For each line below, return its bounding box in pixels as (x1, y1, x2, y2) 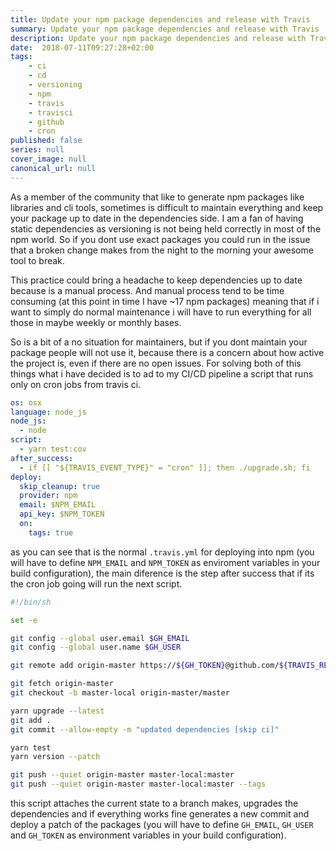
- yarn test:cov (19, 444, 87, 454)
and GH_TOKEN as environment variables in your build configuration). (10, 829, 287, 841)
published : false (10, 136, 83, 146)
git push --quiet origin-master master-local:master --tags (10, 779, 267, 790)
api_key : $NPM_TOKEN (19, 509, 105, 520)
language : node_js (10, 407, 87, 417)
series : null (10, 145, 65, 155)
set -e (10, 615, 38, 625)
